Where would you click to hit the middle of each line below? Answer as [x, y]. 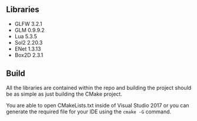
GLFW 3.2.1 [28, 23]
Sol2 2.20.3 [29, 42]
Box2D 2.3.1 [29, 55]
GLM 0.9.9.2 [30, 30]
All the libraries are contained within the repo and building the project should [99, 88]
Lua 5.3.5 [26, 36]
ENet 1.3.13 [28, 49]
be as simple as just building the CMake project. [64, 94]
